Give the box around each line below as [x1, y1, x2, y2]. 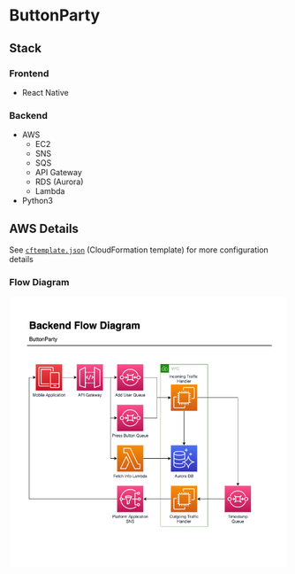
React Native [21, 87, 69, 97]
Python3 [21, 196, 53, 206]
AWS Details [9, 221, 79, 236]
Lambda [34, 186, 65, 197]
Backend [9, 109, 49, 121]
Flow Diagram [9, 275, 70, 288]
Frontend [9, 67, 49, 80]
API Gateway [34, 167, 82, 178]
